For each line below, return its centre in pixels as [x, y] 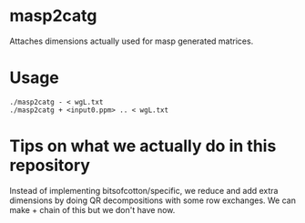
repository [50, 166]
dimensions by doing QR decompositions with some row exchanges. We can [152, 200]
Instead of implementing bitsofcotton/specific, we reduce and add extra [144, 190]
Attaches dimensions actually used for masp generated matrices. [132, 41]
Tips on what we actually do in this [143, 146]
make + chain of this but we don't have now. [92, 209]
